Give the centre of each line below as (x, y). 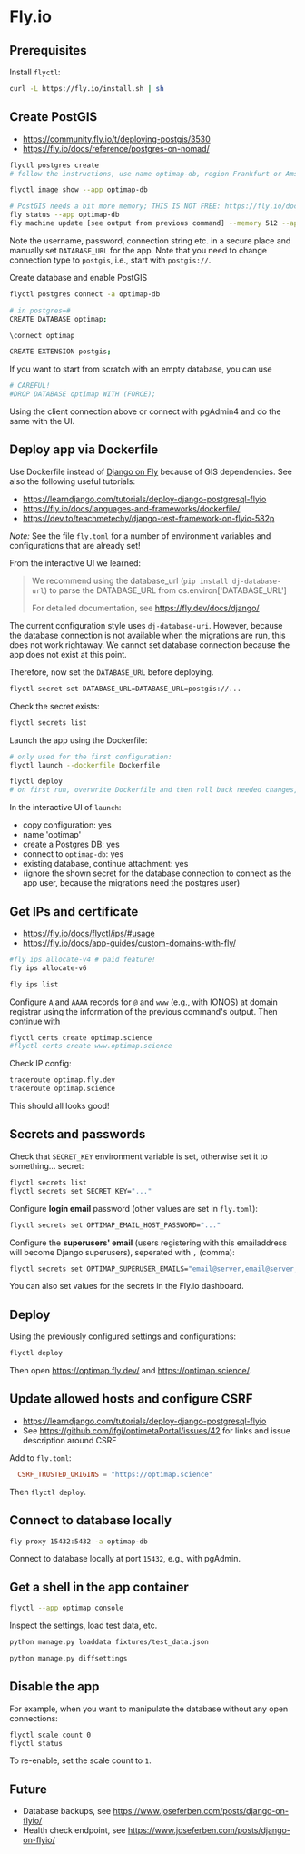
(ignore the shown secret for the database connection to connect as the (157, 873)
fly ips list (34, 984)
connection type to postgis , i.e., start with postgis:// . (110, 260)
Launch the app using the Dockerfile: (79, 740)
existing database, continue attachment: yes (105, 864)
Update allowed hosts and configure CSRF (131, 1399)
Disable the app (54, 1687)
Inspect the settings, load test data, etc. (84, 1626)
